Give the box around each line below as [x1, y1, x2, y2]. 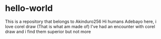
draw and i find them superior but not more [5, 29, 91, 34]
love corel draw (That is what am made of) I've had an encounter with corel [5, 23, 155, 29]
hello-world [5, 3, 53, 14]
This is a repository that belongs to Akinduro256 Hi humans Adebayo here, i [5, 19, 157, 24]
